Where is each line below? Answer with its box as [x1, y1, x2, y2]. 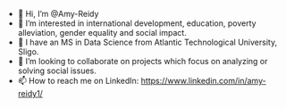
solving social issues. [17, 65, 97, 76]
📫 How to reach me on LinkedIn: [17, 76, 139, 86]
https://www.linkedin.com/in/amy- [140, 76, 266, 86]
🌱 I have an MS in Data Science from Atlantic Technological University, [17, 37, 278, 47]
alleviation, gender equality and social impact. [17, 28, 188, 37]
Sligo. [17, 46, 39, 57]
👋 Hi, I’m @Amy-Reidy [17, 9, 99, 19]
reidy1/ [17, 88, 43, 98]
